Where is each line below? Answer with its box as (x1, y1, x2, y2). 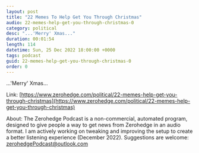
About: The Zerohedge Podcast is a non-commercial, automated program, (6, 115, 188, 122)
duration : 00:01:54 (6, 36, 55, 42)
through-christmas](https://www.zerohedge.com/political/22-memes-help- (6, 97, 191, 105)
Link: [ (6, 91, 22, 98)
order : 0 (6, 63, 28, 70)
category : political (6, 25, 58, 31)
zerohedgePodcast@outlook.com (6, 140, 89, 148)
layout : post (6, 8, 39, 15)
